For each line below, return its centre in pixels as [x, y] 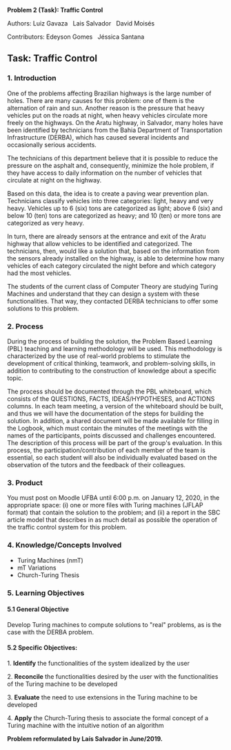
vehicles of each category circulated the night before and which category [112, 265]
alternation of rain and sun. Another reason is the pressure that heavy [106, 108]
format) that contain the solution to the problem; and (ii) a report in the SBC [114, 513]
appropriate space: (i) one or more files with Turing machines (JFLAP [105, 505]
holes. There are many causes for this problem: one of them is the [101, 100]
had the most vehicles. [39, 273]
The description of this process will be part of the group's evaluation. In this [115, 442]
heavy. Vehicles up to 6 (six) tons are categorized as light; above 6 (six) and [115, 208]
